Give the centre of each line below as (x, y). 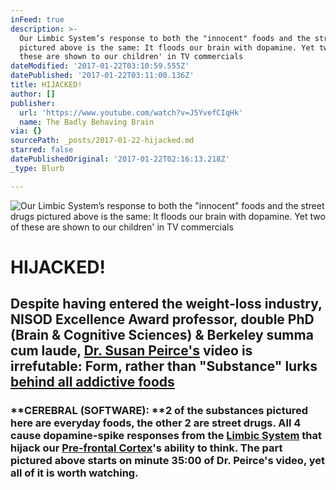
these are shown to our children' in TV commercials (131, 57)
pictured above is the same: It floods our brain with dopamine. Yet (167, 47)
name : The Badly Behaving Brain (87, 122)
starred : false (42, 150)
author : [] (33, 94)
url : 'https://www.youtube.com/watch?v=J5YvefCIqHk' (131, 112)
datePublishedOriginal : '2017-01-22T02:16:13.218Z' (120, 159)
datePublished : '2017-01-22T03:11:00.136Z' (102, 76)
